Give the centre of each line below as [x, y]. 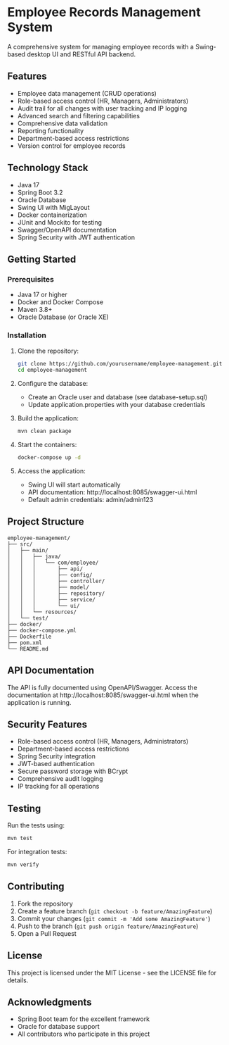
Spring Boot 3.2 [40, 192]
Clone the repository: [48, 351]
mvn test [20, 839]
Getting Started [42, 259]
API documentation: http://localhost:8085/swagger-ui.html [112, 492]
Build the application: [48, 418]
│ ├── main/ [28, 550]
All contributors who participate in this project [84, 1034]
